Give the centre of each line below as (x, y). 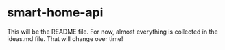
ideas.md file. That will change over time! (65, 38)
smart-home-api (55, 13)
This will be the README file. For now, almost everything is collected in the (113, 32)
